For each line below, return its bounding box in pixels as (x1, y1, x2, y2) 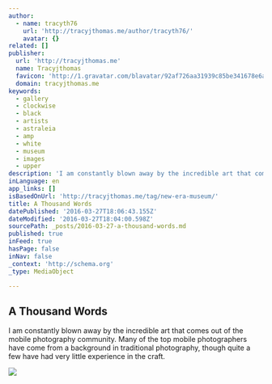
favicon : (15, 72, 45, 80)
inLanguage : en (8, 177, 60, 186)
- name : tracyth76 (15, 19, 79, 27)
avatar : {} (23, 34, 60, 43)
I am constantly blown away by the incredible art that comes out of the (8, 326, 244, 335)
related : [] (8, 42, 49, 50)
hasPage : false (8, 245, 60, 253)
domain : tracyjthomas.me (15, 79, 100, 87)
